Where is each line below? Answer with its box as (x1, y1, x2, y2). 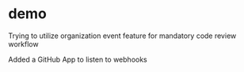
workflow (8, 39, 39, 48)
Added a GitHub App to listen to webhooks (8, 55, 148, 64)
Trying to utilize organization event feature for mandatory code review (8, 31, 237, 40)
